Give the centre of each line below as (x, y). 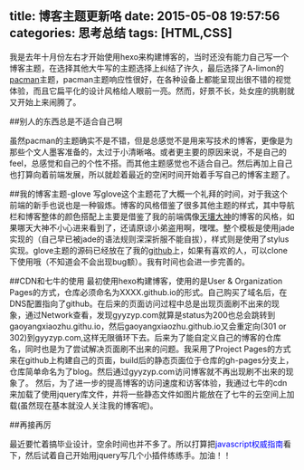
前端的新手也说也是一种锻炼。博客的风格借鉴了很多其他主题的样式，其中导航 (152, 205)
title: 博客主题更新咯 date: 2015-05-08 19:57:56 (145, 16)
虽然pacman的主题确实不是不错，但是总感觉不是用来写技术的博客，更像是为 (151, 140)
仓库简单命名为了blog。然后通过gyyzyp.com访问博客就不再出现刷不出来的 (148, 371)
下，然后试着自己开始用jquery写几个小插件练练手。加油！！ (120, 455)
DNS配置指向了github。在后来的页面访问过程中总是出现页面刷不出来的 (141, 303)
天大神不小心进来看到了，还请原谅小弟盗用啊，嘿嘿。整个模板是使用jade (160, 227)
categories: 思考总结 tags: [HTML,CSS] (121, 33)
